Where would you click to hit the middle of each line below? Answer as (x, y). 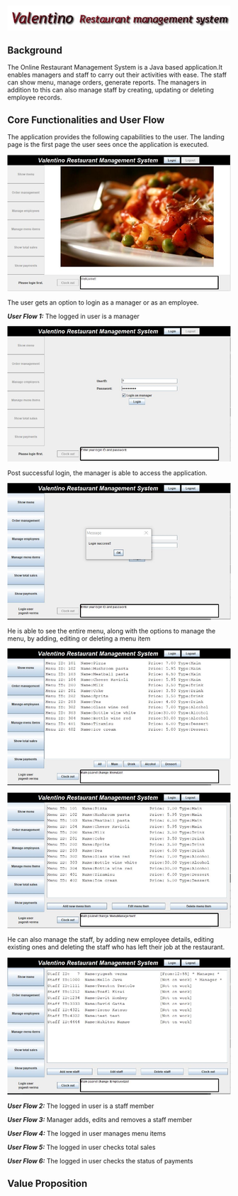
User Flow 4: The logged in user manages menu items (87, 1134)
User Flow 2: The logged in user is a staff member (81, 1106)
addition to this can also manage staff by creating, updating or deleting (110, 90)
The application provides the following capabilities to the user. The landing (116, 137)
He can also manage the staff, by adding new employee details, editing (111, 940)
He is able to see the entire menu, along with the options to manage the (112, 631)
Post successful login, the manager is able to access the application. (107, 473)
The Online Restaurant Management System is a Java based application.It (115, 67)
